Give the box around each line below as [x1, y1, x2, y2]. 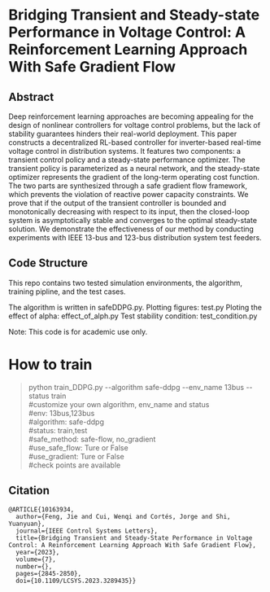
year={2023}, [15, 548, 60, 556]
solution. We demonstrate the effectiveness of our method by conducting [8, 224, 255, 234]
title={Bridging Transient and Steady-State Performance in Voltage [15, 533, 253, 542]
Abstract [8, 90, 54, 103]
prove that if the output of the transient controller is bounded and [8, 198, 226, 208]
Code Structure [8, 257, 88, 270]
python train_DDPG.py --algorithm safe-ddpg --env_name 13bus [28, 382, 245, 392]
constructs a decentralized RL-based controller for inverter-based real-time [8, 138, 262, 147]
